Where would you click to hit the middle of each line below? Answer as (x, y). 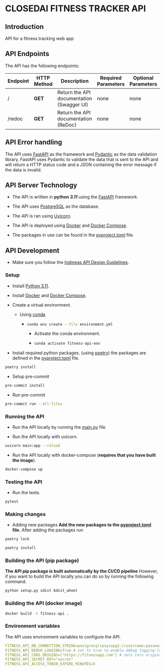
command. (16, 582)
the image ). (24, 460)
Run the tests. (26, 493)
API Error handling (34, 142)
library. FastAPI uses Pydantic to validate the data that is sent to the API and (82, 159)
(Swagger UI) (73, 105)
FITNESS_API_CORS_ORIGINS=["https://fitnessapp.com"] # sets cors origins (83, 655)
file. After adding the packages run (48, 530)
